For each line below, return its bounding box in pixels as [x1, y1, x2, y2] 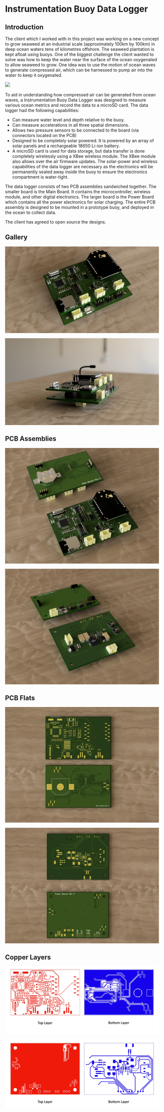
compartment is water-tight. [12, 174, 69, 180]
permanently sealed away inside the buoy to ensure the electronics [12, 169, 147, 175]
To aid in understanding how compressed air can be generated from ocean [5, 92, 156, 97]
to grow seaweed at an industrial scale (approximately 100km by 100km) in [5, 41, 155, 47]
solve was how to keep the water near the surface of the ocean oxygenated [5, 57, 157, 62]
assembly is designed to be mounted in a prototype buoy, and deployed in [5, 204, 154, 210]
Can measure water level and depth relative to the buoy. [12, 117, 125, 123]
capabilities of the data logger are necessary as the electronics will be [12, 164, 153, 169]
